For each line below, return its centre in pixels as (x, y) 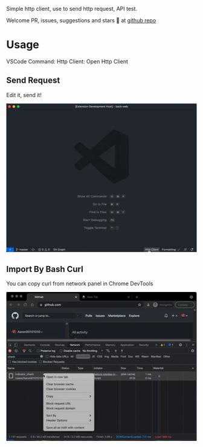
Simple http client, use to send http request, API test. (72, 9)
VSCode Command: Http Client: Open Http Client (67, 61)
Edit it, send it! (24, 95)
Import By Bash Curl (45, 269)
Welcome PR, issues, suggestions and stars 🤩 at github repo (81, 20)
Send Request (33, 81)
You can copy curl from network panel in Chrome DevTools (80, 284)
